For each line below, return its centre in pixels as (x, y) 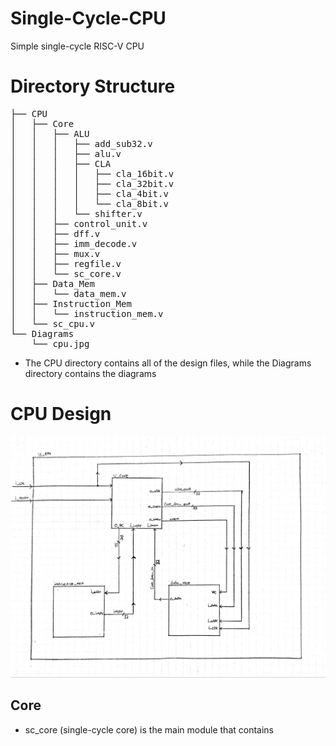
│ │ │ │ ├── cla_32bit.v (92, 183)
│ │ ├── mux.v (55, 253)
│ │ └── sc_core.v (66, 273)
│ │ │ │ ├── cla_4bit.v (89, 193)
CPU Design (61, 414)
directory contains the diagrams (90, 373)
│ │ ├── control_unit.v (79, 223)
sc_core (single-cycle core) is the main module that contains (149, 729)
